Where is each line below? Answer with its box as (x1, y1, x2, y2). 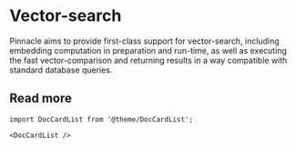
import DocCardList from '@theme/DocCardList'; (9, 114, 194, 123)
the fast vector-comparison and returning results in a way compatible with (9, 54, 288, 65)
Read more (9, 91, 73, 106)
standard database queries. (9, 64, 113, 75)
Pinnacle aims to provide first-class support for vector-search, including (9, 35, 280, 46)
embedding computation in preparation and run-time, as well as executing (9, 44, 287, 55)
